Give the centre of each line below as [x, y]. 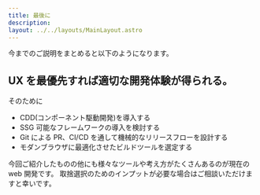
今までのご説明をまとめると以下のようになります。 [91, 53]
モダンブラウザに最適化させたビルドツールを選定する [106, 147]
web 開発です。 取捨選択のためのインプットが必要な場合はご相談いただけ [127, 174]
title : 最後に [30, 15]
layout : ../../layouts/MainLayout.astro [76, 30]
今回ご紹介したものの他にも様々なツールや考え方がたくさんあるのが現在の [129, 164]
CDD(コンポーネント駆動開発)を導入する [85, 118]
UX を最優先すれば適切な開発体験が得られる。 [121, 81]
